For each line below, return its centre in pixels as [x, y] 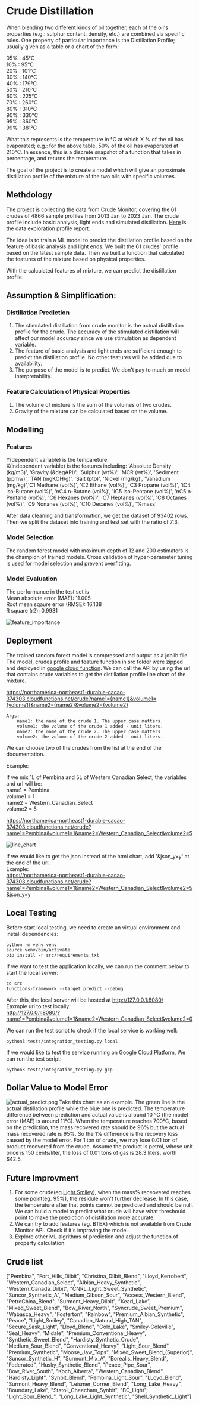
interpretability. [33, 376]
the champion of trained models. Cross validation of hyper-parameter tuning [99, 557]
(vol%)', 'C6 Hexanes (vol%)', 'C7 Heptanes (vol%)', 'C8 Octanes [107, 498]
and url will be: [24, 783]
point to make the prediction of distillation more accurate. [85, 1217]
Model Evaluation [32, 579]
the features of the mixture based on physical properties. [76, 259]
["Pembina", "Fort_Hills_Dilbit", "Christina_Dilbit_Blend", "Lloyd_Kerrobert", [97, 1276]
